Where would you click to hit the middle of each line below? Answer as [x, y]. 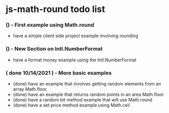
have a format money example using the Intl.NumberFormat [75, 60]
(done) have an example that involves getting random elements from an [87, 84]
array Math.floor [30, 89]
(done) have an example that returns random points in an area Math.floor [88, 94]
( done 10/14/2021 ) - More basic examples [59, 73]
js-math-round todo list [55, 9]
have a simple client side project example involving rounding [76, 36]
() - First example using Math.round [50, 25]
